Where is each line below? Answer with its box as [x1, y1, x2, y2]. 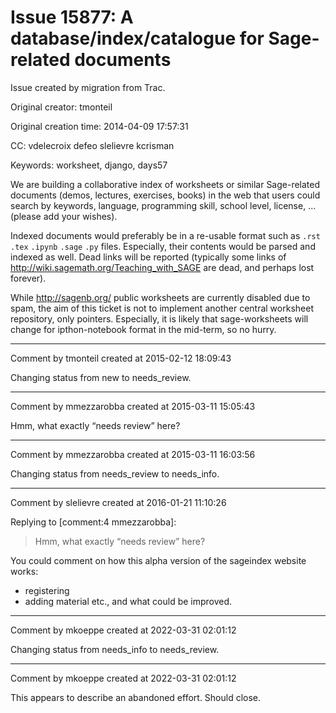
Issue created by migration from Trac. [10, 81, 166, 93]
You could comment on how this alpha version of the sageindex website [10, 554, 307, 566]
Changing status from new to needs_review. [10, 371, 192, 383]
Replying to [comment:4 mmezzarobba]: [10, 516, 177, 528]
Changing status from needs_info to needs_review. [10, 643, 220, 655]
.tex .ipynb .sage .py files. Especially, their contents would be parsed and [10, 240, 316, 252]
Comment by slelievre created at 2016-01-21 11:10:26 [10, 496, 227, 508]
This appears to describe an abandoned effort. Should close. [10, 691, 262, 703]
